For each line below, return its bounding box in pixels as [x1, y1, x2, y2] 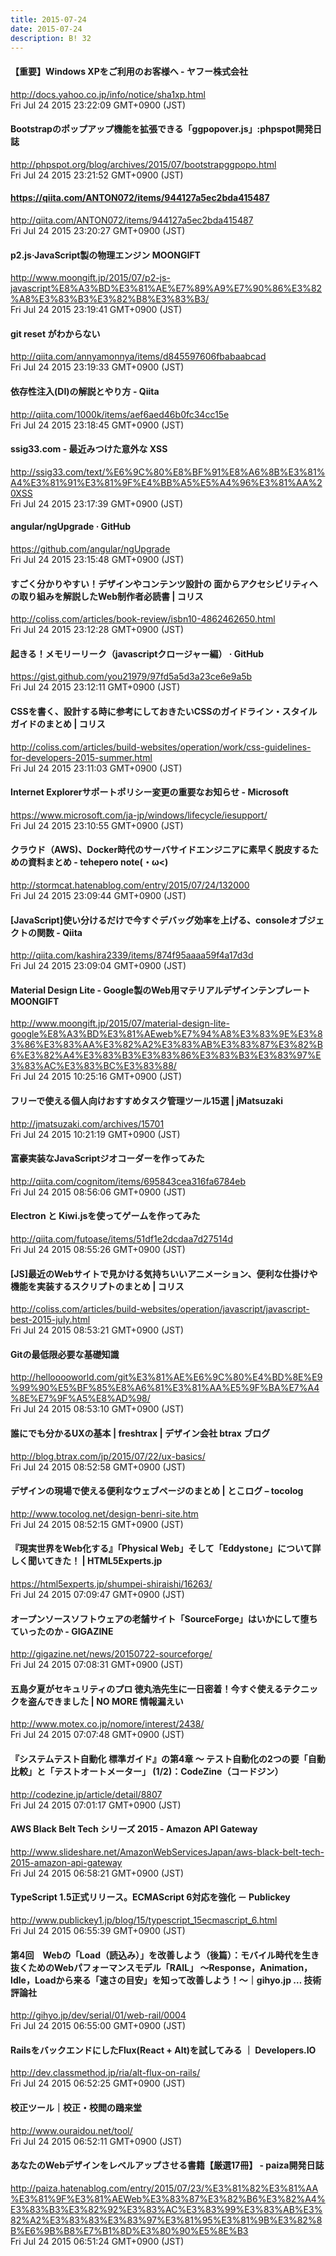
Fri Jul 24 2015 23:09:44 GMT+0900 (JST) [10, 890, 187, 902]
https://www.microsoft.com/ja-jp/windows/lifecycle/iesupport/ [10, 809, 268, 821]
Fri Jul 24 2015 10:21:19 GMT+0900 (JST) [10, 1128, 181, 1140]
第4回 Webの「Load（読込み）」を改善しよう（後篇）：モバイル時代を [10, 1949, 303, 1961]
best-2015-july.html [10, 1314, 91, 1326]
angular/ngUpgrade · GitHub [10, 521, 132, 533]
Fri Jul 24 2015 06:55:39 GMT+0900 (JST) [10, 1925, 186, 1937]
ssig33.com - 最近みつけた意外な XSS [10, 443, 168, 455]
